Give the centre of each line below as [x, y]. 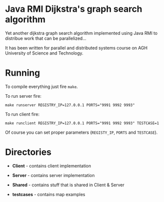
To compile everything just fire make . [41, 87]
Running [23, 73]
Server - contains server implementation [53, 175]
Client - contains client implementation [52, 166]
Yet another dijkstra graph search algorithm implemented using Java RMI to [82, 33]
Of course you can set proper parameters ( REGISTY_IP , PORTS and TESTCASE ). [82, 132]
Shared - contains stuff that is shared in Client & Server [68, 185]
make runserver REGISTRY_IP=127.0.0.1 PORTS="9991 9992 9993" [70, 105]
